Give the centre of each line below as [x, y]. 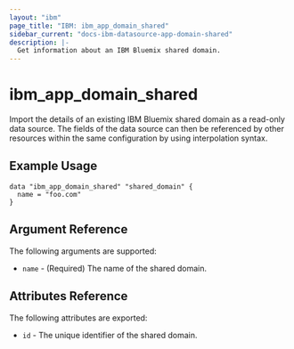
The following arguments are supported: [83, 251]
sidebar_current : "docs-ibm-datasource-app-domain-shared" [121, 34]
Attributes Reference [69, 296]
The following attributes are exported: [78, 318]
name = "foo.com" [49, 194]
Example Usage [53, 166]
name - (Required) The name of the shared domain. [114, 268]
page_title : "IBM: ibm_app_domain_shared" [89, 26]
